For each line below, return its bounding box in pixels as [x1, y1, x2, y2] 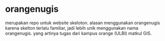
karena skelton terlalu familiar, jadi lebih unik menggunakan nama [5, 25, 139, 31]
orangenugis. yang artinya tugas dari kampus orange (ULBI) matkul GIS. [5, 30, 152, 36]
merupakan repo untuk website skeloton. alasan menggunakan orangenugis [5, 20, 160, 26]
